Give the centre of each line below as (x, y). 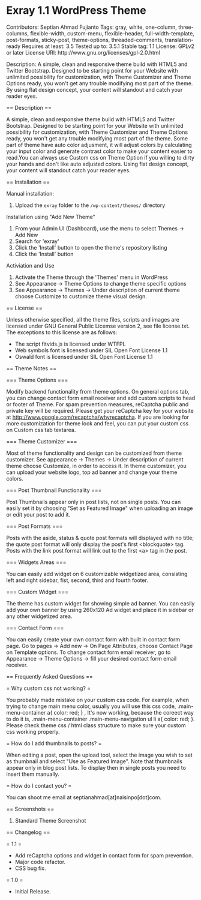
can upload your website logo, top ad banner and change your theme (92, 472)
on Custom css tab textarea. (41, 430)
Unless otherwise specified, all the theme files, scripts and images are (93, 319)
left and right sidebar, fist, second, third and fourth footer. (77, 580)
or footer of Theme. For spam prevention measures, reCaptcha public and (97, 404)
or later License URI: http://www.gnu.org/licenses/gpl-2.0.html (83, 52)
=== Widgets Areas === (36, 562)
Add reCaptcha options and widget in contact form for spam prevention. (104, 855)
